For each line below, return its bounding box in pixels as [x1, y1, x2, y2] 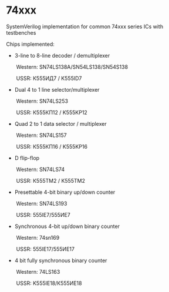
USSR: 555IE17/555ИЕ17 [16, 245, 75, 253]
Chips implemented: [6, 41, 55, 48]
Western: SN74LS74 [16, 166, 65, 173]
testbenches [6, 29, 36, 36]
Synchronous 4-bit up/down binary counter [14, 223, 120, 230]
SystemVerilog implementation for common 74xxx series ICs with [6, 23, 163, 30]
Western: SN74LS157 [16, 132, 67, 139]
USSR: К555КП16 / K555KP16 [16, 143, 88, 150]
